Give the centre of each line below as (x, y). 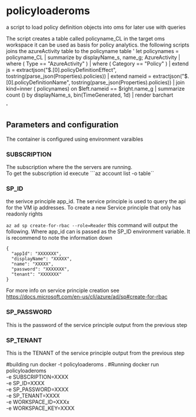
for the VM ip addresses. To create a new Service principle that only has (94, 208)
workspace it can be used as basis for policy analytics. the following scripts (98, 45)
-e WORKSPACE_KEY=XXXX (40, 408)
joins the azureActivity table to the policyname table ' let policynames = (93, 51)
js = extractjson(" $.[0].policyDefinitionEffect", (61, 69)
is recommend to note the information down (59, 238)
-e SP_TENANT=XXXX (33, 395)
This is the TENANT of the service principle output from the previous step (95, 353)
